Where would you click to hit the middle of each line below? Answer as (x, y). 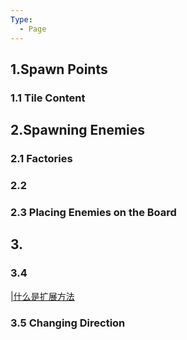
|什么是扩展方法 (42, 296)
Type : (21, 19)
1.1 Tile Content (48, 98)
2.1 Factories (41, 159)
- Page (33, 29)
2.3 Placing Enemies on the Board (93, 212)
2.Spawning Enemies (78, 130)
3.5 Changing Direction (68, 323)
